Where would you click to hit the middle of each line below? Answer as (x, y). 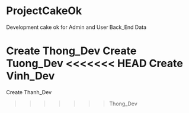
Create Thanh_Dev (29, 92)
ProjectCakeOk (44, 11)
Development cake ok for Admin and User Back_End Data (76, 27)
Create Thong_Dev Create (71, 51)
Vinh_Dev (31, 76)
